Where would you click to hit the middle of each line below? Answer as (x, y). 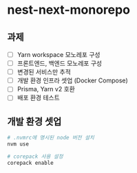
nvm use (18, 144)
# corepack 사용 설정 (35, 157)
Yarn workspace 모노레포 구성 (59, 55)
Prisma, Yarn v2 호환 (46, 89)
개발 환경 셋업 (34, 121)
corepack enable (30, 163)
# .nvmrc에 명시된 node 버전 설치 (51, 138)
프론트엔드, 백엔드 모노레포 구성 (59, 63)
